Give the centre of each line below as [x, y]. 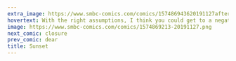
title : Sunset [28, 46]
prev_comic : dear [33, 40]
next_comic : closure [38, 33]
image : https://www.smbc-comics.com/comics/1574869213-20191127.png [110, 27]
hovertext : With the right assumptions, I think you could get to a [110, 20]
